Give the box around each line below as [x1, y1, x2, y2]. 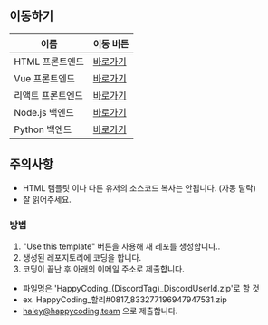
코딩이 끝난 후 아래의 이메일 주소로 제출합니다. [22, 263, 186, 274]
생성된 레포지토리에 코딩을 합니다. [22, 252, 142, 263]
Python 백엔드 [14, 123, 72, 136]
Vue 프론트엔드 [14, 72, 75, 84]
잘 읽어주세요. [22, 194, 72, 205]
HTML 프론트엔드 [14, 55, 84, 68]
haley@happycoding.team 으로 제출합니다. [22, 305, 178, 316]
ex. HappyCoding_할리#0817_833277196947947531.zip [22, 293, 228, 305]
